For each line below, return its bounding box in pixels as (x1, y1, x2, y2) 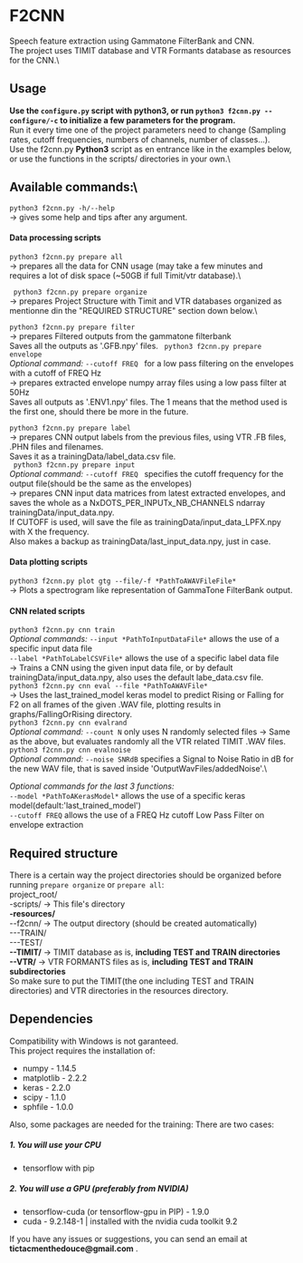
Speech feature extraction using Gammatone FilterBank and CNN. (9, 35, 255, 46)
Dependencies (9, 1012, 93, 1027)
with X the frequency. (9, 526, 90, 537)
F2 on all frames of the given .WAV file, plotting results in (9, 699, 222, 710)
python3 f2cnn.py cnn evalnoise (9, 745, 131, 755)
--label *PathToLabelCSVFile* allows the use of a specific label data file (9, 653, 279, 664)
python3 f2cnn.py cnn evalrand (9, 718, 128, 728)
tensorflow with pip (22, 1162, 95, 1173)
